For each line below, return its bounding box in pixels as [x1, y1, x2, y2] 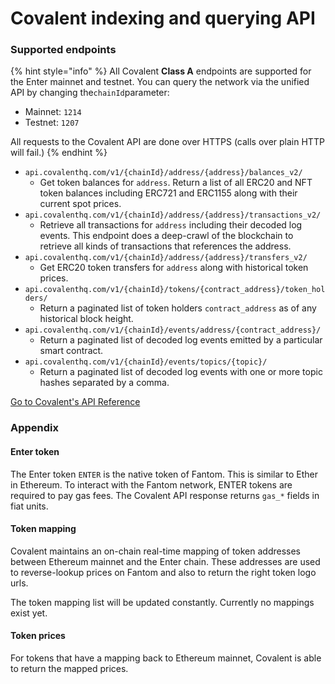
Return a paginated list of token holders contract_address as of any [39, 302, 317, 314]
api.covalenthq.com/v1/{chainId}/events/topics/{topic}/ [24, 357, 268, 367]
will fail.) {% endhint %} [10, 147, 108, 159]
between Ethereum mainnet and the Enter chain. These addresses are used [10, 555, 321, 567]
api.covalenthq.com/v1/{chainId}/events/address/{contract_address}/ [24, 325, 322, 336]
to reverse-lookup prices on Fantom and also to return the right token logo [10, 566, 317, 578]
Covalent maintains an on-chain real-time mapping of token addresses [10, 545, 301, 557]
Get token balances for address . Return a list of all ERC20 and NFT [39, 177, 313, 189]
